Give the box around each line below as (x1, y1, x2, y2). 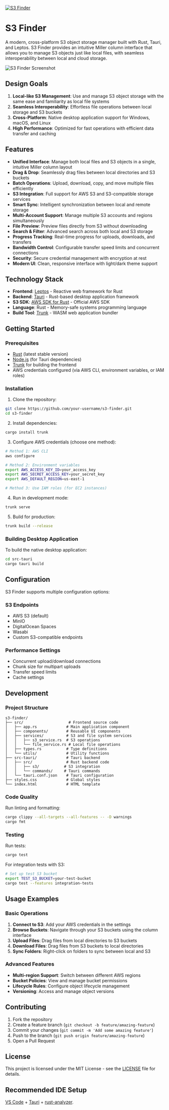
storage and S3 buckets (12, 109, 63, 115)
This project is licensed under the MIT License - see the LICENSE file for (5, 1066, 155, 1072)
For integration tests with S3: (5, 862, 65, 868)
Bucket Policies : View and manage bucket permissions (12, 977, 128, 983)
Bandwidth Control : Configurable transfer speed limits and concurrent (12, 244, 160, 250)
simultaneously (12, 217, 44, 224)
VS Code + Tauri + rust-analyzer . (5, 1099, 74, 1105)
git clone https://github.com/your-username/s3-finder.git (5, 406, 132, 411)
